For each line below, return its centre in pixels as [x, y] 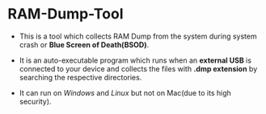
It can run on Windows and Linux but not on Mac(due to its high [125, 92]
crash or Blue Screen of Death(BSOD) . [84, 44]
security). [35, 101]
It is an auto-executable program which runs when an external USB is [135, 60]
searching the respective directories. [80, 77]
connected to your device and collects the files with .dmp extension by [138, 68]
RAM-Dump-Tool [65, 14]
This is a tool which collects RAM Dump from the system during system [138, 36]
